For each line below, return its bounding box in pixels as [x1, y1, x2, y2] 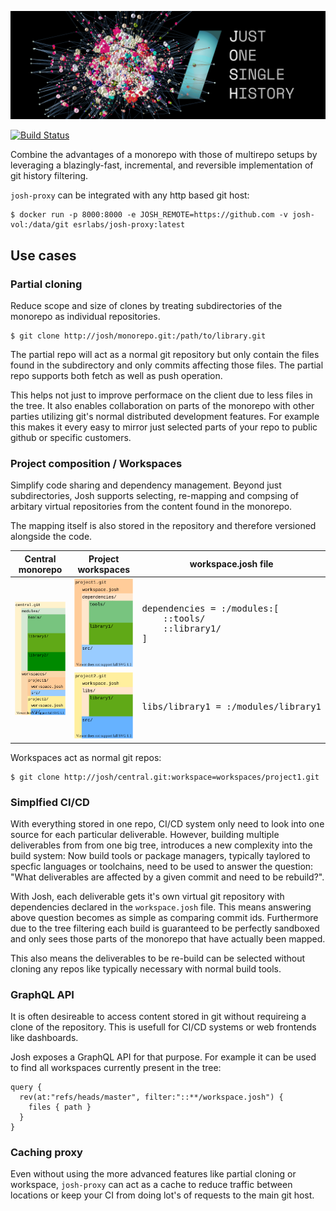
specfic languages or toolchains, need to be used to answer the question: [10, 860, 314, 872]
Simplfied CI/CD [10, 795, 90, 809]
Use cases [10, 247, 77, 264]
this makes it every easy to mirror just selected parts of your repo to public [10, 421, 318, 433]
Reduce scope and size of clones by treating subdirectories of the [10, 299, 283, 311]
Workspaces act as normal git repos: [10, 751, 162, 763]
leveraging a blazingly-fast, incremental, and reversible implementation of [10, 159, 314, 171]
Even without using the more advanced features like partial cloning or [10, 1168, 297, 1180]
